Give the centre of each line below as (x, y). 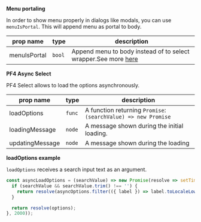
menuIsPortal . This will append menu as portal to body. (74, 27)
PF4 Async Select (29, 74)
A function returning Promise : (125, 110)
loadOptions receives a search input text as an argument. (77, 169)
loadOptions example (33, 158)
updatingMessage (35, 143)
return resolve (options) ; (44, 208)
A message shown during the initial (134, 126)
